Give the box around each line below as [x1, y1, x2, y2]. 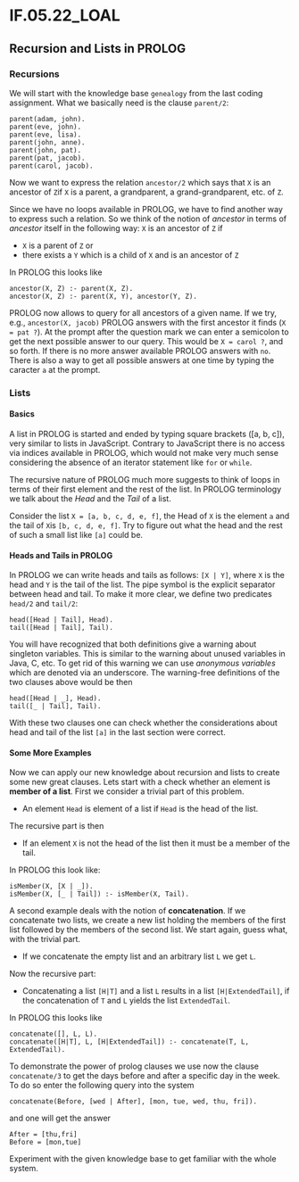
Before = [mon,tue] [9, 1138, 82, 1147]
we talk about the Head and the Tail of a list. [9, 493, 171, 504]
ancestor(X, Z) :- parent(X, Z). [9, 284, 134, 293]
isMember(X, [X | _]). [9, 882, 94, 891]
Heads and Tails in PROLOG [9, 550, 113, 560]
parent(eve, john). [9, 122, 82, 131]
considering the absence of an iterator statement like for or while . [9, 457, 253, 467]
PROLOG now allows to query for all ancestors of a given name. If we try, [9, 307, 278, 318]
